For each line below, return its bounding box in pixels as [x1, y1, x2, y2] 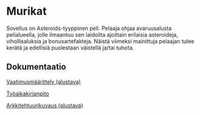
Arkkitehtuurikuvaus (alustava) [6, 102, 84, 109]
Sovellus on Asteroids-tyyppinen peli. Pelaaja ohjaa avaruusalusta [6, 24, 172, 32]
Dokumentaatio [6, 62, 66, 72]
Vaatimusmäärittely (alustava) [6, 78, 81, 85]
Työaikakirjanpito [6, 90, 49, 97]
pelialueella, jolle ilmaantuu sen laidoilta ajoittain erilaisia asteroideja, [6, 31, 179, 38]
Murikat [6, 4, 47, 18]
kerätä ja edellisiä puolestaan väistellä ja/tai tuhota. [6, 44, 134, 51]
